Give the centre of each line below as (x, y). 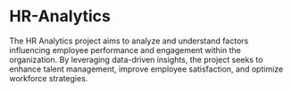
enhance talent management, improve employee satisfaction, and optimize (146, 69)
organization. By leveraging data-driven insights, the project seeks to (136, 59)
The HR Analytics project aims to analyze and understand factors (129, 41)
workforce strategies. (49, 78)
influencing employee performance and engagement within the (125, 50)
